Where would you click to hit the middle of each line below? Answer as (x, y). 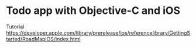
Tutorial (15, 27)
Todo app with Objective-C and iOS (93, 11)
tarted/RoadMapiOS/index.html (43, 39)
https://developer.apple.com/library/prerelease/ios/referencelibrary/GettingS (98, 32)
